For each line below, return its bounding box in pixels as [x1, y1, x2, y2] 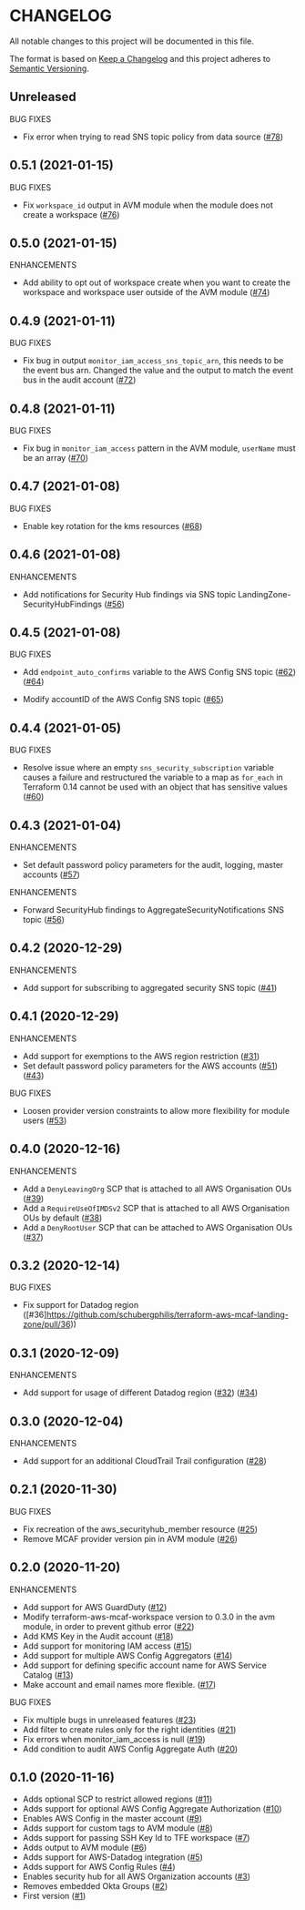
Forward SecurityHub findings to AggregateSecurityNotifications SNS [22, 904, 285, 915]
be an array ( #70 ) [22, 453, 89, 463]
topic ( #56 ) [22, 914, 66, 925]
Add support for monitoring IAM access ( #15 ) [22, 1640, 193, 1651]
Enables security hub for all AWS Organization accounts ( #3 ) [22, 1871, 251, 1882]
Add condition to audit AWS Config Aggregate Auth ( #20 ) [22, 1743, 239, 1754]
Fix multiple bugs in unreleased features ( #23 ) [22, 1714, 197, 1725]
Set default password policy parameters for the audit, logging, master [22, 860, 284, 871]
